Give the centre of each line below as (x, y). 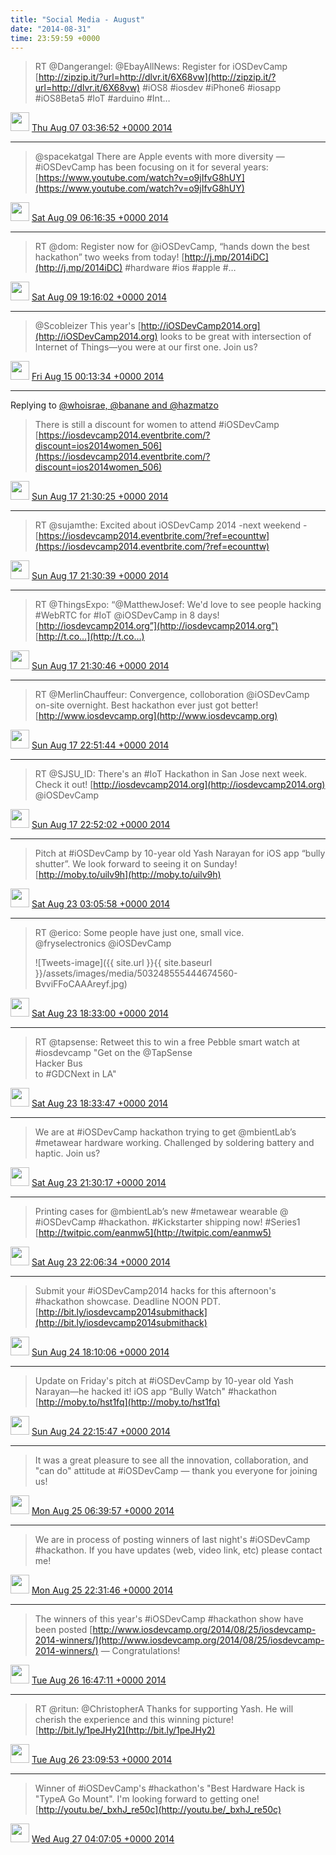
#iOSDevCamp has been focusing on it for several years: (151, 167)
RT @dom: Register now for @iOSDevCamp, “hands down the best (172, 247)
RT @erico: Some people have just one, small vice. (139, 933)
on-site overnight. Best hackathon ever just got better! (146, 705)
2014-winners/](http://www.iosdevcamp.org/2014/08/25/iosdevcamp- (179, 1640)
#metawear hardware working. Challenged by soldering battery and (174, 1143)
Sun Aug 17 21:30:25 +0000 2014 (100, 497)
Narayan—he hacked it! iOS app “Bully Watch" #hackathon (155, 1392)
